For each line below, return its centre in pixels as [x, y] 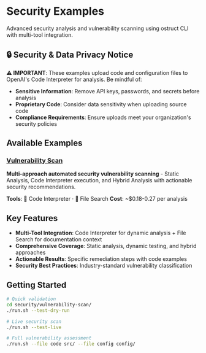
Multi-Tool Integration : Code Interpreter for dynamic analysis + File [101, 233]
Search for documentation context [59, 239]
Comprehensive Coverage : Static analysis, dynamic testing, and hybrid [106, 246]
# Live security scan [34, 321]
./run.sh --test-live [34, 327]
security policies [36, 123]
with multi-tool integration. [40, 34]
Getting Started [36, 285]
